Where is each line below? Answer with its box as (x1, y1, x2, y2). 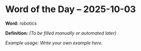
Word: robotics (5, 20, 37, 26)
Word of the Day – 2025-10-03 (5, 4, 136, 15)
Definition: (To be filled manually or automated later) (5, 30, 117, 36)
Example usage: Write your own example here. (5, 39, 103, 46)
